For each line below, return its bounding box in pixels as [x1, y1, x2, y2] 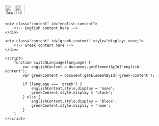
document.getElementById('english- [68, 64, 141, 69]
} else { [23, 94, 41, 99]
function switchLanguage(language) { [14, 60, 91, 65]
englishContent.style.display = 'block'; [31, 99, 118, 104]
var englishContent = [23, 64, 67, 69]
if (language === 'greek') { [23, 82, 82, 87]
